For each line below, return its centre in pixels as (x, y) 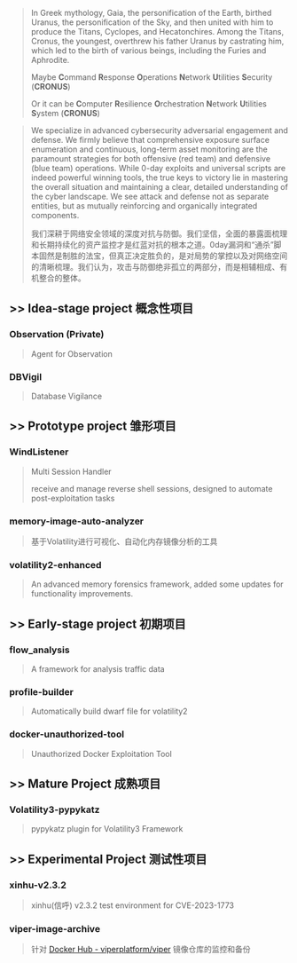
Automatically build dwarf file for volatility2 (109, 711)
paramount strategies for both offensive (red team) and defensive (151, 158)
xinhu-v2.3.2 (38, 885)
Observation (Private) (57, 335)
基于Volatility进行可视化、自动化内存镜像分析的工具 (124, 541)
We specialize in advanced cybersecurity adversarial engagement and (159, 130)
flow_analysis (39, 650)
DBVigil (26, 376)
